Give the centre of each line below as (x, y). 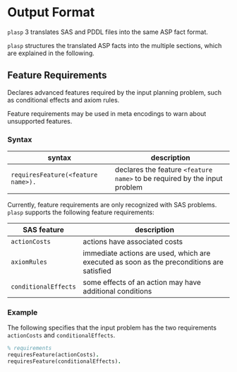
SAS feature (44, 230)
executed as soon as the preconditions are (153, 262)
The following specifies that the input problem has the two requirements (112, 328)
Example (23, 312)
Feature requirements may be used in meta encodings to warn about (107, 113)
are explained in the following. (51, 53)
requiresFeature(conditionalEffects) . (64, 361)
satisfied (97, 271)
